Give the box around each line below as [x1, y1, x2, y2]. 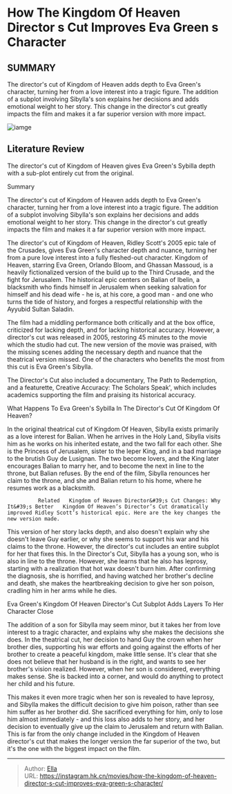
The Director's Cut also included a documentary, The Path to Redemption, [7, 376, 217, 384]
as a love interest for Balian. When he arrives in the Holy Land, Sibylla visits [7, 432, 221, 441]
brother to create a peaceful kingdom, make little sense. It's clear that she [7, 650, 217, 658]
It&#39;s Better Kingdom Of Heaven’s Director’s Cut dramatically [7, 503, 209, 510]
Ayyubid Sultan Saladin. [7, 305, 75, 313]
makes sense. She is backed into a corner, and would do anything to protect [7, 672, 224, 680]
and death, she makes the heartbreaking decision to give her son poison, [7, 579, 215, 587]
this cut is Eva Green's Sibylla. [7, 362, 93, 371]
